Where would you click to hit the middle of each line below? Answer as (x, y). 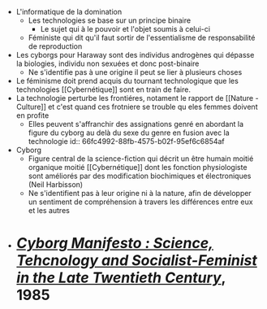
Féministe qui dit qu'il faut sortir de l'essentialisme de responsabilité (142, 37)
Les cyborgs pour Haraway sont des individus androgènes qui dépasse (135, 55)
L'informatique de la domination (69, 12)
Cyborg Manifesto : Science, (114, 244)
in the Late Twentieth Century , (121, 278)
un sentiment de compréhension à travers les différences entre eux (140, 202)
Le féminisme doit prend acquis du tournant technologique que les (127, 81)
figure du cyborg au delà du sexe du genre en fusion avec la (129, 133)
